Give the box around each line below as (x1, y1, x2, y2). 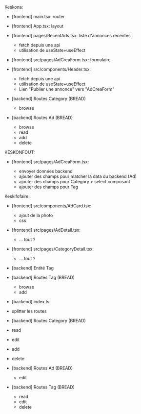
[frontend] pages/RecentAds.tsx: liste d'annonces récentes (11, 33, 131, 38)
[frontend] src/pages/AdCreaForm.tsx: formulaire (11, 57, 111, 63)
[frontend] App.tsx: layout (11, 23, 64, 29)
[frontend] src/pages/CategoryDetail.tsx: (11, 246, 94, 252)
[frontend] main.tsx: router (11, 14, 65, 19)
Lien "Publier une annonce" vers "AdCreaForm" (19, 86, 115, 92)
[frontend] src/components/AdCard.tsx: (11, 203, 92, 209)
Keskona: (4, 4, 23, 10)
